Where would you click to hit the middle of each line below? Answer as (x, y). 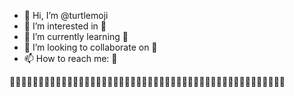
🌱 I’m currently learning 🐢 (76, 36)
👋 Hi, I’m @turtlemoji (66, 15)
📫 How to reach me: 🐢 (70, 58)
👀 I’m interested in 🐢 (65, 26)
